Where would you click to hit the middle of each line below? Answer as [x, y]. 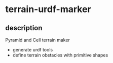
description [24, 28]
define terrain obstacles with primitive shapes [60, 55]
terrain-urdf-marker [48, 9]
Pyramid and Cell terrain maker [37, 40]
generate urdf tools [33, 50]
